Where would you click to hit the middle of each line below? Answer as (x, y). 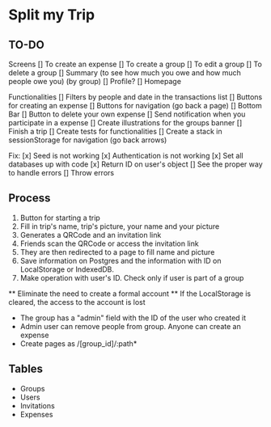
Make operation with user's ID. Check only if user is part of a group (132, 277)
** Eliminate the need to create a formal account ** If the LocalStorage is (130, 294)
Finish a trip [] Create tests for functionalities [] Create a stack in (115, 131)
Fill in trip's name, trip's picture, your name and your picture (120, 226)
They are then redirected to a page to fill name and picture (117, 252)
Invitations (37, 405)
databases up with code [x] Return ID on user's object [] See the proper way (135, 164)
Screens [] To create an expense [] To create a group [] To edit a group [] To (135, 64)
